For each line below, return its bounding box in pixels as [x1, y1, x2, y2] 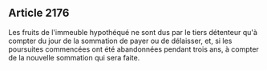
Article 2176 [8, 6, 70, 20]
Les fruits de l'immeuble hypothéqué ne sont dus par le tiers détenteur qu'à [8, 27, 258, 37]
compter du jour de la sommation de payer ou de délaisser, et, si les [8, 36, 233, 45]
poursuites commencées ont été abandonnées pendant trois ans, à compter [8, 44, 259, 54]
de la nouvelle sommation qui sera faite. [8, 52, 140, 62]
